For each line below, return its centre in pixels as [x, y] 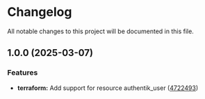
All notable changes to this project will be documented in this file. [101, 31]
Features [23, 73]
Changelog [40, 12]
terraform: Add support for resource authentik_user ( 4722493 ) [108, 88]
